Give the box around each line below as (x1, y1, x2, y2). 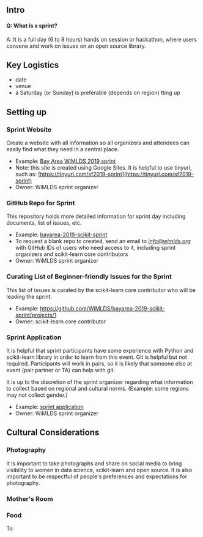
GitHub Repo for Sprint (6, 199, 75, 208)
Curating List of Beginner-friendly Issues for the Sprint (6, 272, 172, 281)
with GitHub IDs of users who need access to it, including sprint (15, 244, 176, 252)
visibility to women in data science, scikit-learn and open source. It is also (6, 466, 193, 473)
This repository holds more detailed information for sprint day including (6, 212, 186, 220)
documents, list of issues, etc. (6, 219, 82, 227)
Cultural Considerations (6, 427, 100, 438)
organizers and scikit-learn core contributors (15, 250, 128, 258)
